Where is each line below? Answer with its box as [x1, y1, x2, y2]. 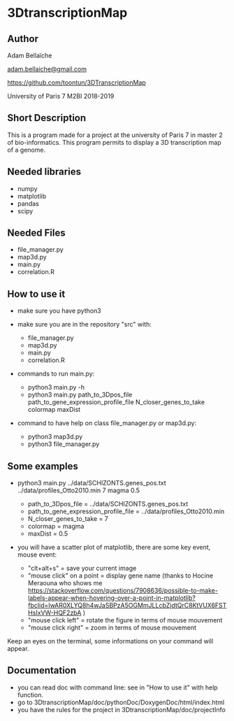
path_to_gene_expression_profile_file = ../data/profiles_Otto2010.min [27, 507, 225, 515]
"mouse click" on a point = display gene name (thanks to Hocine [27, 571, 214, 580]
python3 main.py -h [27, 383, 85, 392]
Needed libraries [7, 166, 82, 178]
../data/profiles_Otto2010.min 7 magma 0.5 [17, 486, 140, 494]
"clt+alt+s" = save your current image [27, 564, 137, 573]
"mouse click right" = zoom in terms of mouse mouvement [27, 624, 197, 632]
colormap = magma [27, 522, 85, 531]
